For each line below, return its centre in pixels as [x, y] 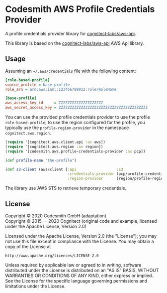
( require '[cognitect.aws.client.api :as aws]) [55, 142]
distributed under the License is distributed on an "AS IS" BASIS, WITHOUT [82, 270]
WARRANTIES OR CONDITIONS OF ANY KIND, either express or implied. [79, 276]
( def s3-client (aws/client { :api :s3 [64, 169]
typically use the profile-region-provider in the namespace [67, 128]
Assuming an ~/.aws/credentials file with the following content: [71, 71]
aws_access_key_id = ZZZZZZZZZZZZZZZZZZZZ [54, 103]
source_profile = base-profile [38, 85]
